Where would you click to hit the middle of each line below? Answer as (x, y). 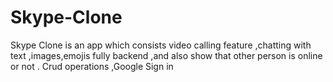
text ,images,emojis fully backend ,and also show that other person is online (166, 55)
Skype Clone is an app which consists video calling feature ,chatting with (161, 45)
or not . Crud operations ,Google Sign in (92, 66)
